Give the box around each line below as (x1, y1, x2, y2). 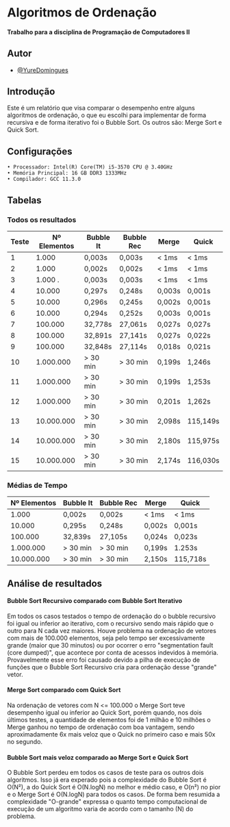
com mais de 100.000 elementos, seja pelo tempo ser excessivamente (7, 634, 205, 642)
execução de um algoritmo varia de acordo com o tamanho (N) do (7, 805, 194, 813)
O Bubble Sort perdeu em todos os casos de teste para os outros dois (7, 769, 204, 777)
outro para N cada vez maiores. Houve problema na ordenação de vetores (7, 626, 217, 634)
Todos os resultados (7, 214, 77, 224)
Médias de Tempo (7, 480, 68, 490)
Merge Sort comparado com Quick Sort (7, 686, 121, 694)
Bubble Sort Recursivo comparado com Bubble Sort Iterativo (7, 597, 183, 605)
